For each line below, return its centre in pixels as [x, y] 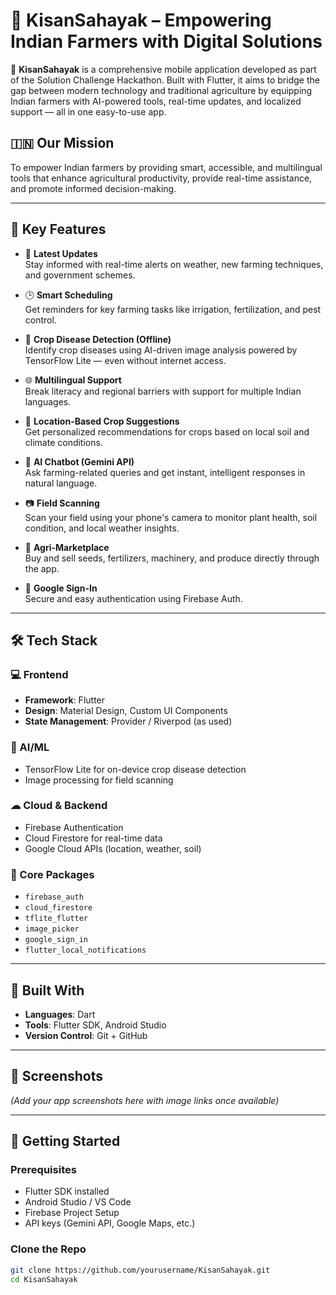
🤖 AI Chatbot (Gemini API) [79, 461]
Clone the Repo [48, 1249]
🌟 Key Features [58, 229]
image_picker [52, 929]
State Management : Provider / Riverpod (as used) [128, 721]
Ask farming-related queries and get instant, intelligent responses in [165, 472]
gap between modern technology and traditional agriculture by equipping [161, 90]
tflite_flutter [56, 919]
